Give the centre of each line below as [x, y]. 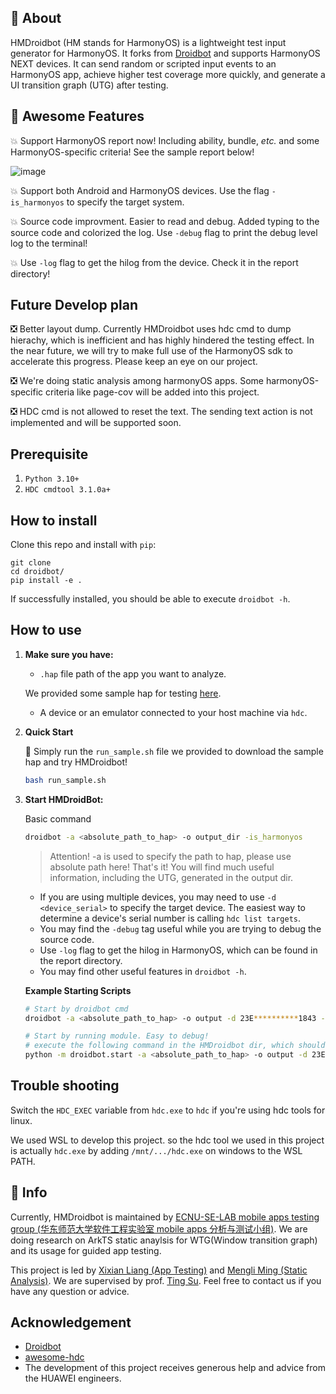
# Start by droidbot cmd [76, 1009]
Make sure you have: [69, 654]
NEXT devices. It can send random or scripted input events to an [143, 63]
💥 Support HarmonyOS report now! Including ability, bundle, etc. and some [165, 140]
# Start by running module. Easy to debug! [117, 1036]
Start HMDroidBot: [64, 799]
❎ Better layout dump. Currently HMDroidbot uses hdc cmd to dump [151, 329]
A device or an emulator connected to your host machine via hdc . [173, 712]
